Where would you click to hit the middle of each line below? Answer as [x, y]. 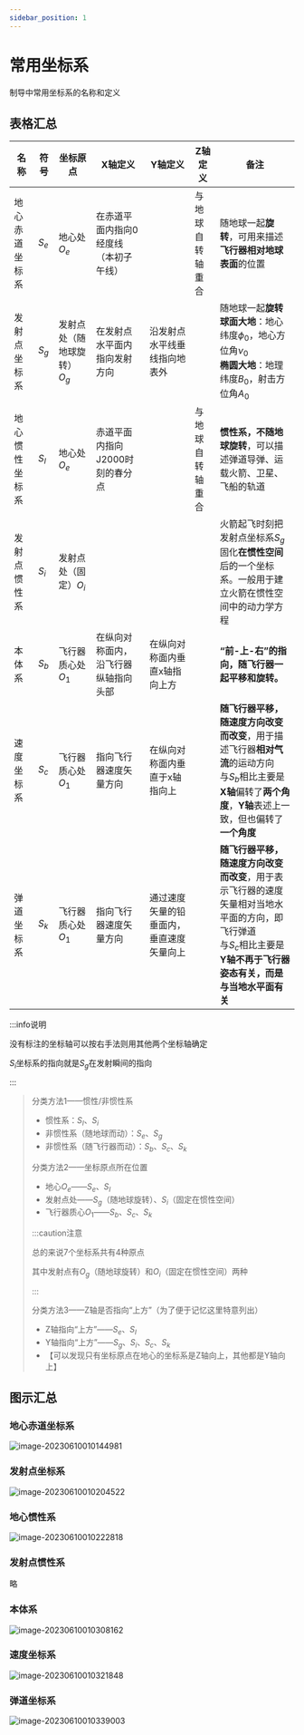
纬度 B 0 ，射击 [248, 379]
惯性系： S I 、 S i [72, 1122]
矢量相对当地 [247, 904]
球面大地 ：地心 [252, 322]
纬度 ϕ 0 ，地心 [248, 336]
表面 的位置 [243, 264]
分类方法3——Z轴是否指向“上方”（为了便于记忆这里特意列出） [147, 1310]
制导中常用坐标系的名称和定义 [65, 92]
